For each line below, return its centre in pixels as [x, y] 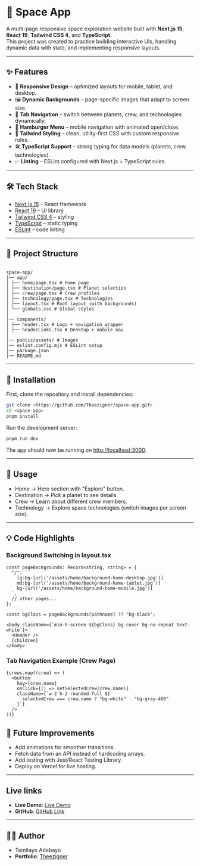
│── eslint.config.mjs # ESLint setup [54, 346]
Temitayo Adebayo [38, 850]
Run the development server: [42, 427]
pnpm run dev [22, 438]
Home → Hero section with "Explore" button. [69, 489]
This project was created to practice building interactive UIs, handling [91, 41]
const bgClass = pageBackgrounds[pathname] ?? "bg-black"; [81, 614]
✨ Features [27, 72]
